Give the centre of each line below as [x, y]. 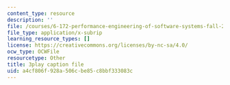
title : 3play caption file [46, 64]
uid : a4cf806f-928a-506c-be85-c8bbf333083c [70, 71]
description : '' [30, 20]
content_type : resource [41, 13]
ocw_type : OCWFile [33, 52]
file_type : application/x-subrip [55, 33]
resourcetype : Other [37, 58]
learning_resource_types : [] [49, 39]
